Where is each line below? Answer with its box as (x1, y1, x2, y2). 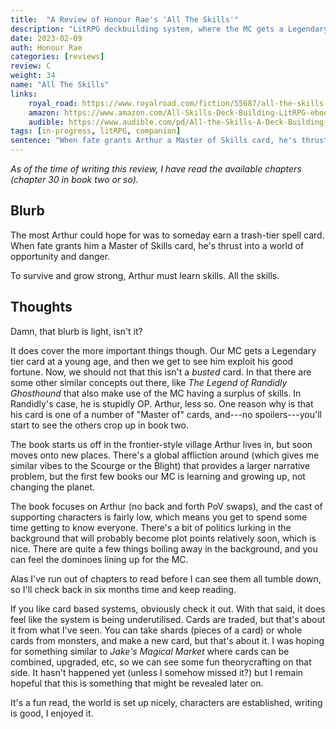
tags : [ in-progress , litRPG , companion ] (10, 126, 182, 136)
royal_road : (28, 98, 78, 108)
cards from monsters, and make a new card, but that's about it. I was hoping (10, 634, 325, 646)
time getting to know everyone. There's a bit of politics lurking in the (10, 521, 292, 533)
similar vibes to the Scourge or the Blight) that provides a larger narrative (10, 459, 311, 471)
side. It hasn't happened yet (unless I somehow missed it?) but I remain (10, 666, 304, 678)
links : (10, 89, 38, 99)
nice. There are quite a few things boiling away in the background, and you (10, 542, 318, 555)
